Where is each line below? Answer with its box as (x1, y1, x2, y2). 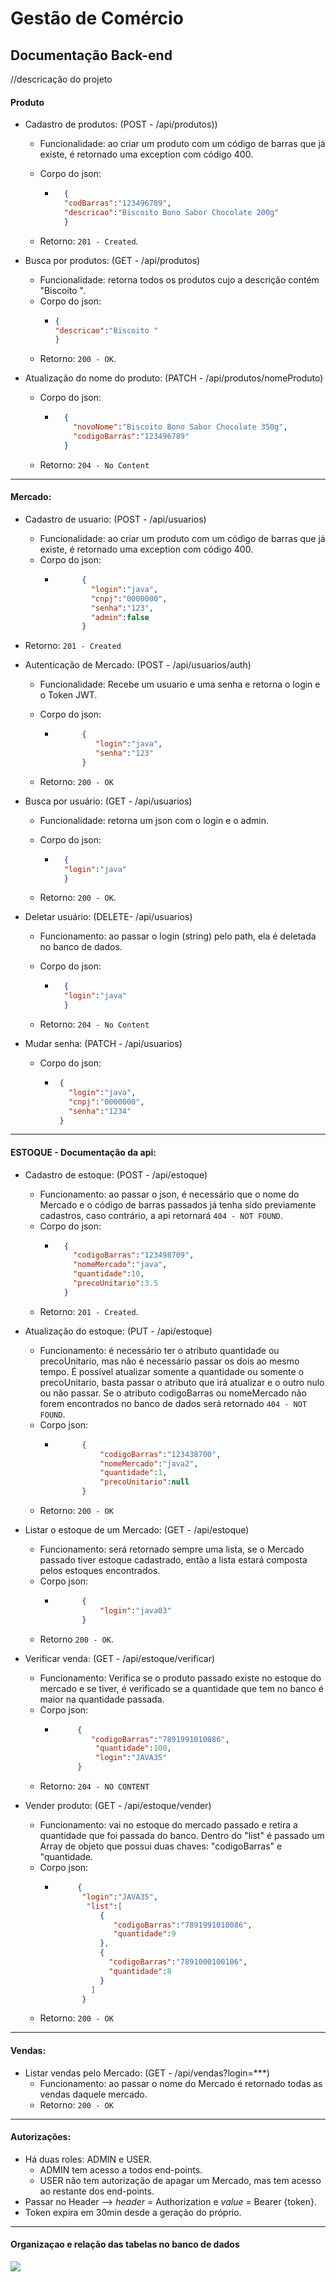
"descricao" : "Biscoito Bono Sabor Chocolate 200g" (63, 207, 280, 217)
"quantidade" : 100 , (94, 1743, 172, 1754)
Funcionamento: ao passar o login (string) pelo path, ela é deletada (39, 930, 317, 942)
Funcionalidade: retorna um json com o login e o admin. (39, 814, 269, 826)
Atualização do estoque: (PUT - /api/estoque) (24, 1325, 213, 1337)
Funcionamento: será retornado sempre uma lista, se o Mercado (39, 1543, 305, 1556)
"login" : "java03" (99, 1605, 172, 1616)
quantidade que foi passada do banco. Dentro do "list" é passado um (39, 1830, 325, 1842)
